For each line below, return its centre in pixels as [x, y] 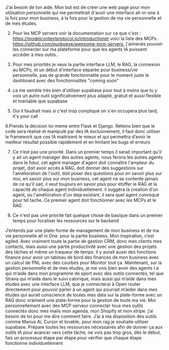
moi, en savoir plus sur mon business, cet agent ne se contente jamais [85, 179]
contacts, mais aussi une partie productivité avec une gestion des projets [81, 246]
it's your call [25, 116]
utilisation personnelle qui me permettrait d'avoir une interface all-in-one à [82, 13]
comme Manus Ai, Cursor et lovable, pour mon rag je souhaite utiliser [77, 322]
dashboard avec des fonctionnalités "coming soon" [66, 81]
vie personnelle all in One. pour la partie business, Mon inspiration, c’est [80, 236]
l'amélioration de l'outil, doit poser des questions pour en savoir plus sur [87, 173]
